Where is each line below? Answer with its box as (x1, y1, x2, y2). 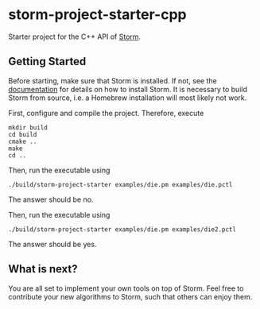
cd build (8, 130, 37, 138)
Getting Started (8, 55, 87, 68)
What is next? (8, 262, 78, 276)
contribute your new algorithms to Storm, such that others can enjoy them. (8, 292, 253, 301)
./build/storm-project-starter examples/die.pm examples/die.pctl (8, 180, 233, 188)
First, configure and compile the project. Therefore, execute (8, 108, 204, 118)
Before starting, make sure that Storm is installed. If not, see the (8, 75, 217, 85)
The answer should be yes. (8, 239, 97, 249)
